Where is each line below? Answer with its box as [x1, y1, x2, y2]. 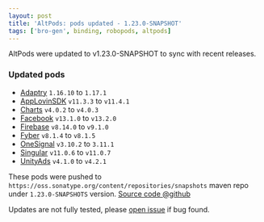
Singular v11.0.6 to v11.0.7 [19, 147, 111, 157]
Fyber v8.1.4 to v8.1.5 [19, 130, 96, 140]
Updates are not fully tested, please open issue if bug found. [8, 204, 210, 214]
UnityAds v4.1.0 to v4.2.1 [19, 156, 107, 165]
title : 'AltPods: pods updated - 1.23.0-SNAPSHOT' [8, 19, 182, 27]
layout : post [8, 11, 52, 20]
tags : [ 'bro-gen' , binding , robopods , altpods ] [8, 27, 172, 35]
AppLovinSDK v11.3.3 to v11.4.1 [19, 96, 130, 106]
